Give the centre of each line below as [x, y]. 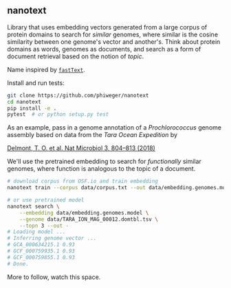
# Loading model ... [37, 232]
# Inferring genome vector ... [52, 239]
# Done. [18, 264]
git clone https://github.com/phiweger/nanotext [78, 95]
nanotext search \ [33, 206]
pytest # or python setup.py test [58, 115]
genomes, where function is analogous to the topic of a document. [101, 169]
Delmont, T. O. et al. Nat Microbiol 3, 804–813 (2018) [81, 148]
